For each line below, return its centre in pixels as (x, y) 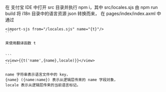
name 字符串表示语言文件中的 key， (38, 75)
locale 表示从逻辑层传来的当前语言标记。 (43, 85)
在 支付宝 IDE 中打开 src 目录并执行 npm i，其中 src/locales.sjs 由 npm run (81, 7)
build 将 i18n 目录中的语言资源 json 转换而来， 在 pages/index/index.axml (80, 13)
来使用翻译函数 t (20, 43)
